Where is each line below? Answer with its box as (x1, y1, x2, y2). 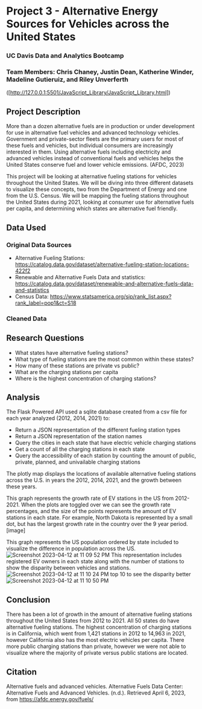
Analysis (6, 392, 40, 403)
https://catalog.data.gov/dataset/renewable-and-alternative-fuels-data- (14, 280, 194, 287)
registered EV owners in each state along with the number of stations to (6, 558, 185, 565)
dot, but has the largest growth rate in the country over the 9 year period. (6, 520, 188, 528)
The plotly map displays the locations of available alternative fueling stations (6, 470, 197, 478)
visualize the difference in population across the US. (6, 545, 136, 552)
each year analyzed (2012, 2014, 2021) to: (6, 415, 110, 422)
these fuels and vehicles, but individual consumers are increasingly (6, 142, 174, 149)
